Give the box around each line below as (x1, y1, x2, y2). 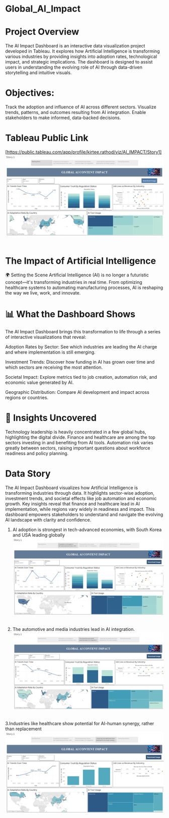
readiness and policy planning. (5, 450, 69, 456)
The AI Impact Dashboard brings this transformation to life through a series (5, 329, 161, 335)
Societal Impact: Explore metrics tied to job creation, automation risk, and (5, 374, 157, 380)
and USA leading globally (12, 532, 65, 538)
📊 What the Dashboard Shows (5, 309, 136, 320)
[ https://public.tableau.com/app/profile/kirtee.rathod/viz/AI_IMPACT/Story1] (5, 149, 162, 155)
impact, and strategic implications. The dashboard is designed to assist (5, 59, 153, 65)
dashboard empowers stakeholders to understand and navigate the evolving (5, 511, 163, 517)
